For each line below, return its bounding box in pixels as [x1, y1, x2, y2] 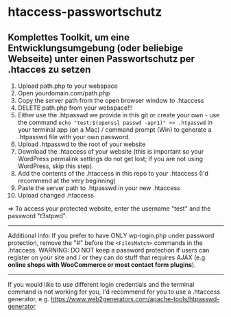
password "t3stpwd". [8, 212, 67, 220]
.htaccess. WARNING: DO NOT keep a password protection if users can [8, 246, 210, 254]
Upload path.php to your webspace [17, 82, 119, 90]
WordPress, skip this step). [17, 162, 94, 170]
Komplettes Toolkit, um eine [8, 32, 130, 43]
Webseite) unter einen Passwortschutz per [8, 53, 195, 64]
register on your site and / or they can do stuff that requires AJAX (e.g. [8, 253, 208, 261]
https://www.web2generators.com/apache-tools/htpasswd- [51, 295, 220, 303]
